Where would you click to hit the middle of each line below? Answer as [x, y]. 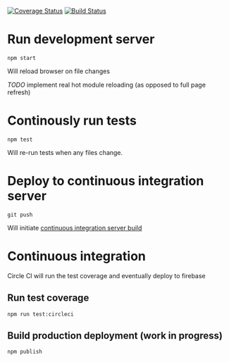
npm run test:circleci [41, 314]
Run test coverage [48, 298]
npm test [20, 139]
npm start [22, 58]
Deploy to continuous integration [106, 181]
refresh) [19, 92]
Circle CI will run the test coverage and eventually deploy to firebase [106, 275]
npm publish [25, 352]
